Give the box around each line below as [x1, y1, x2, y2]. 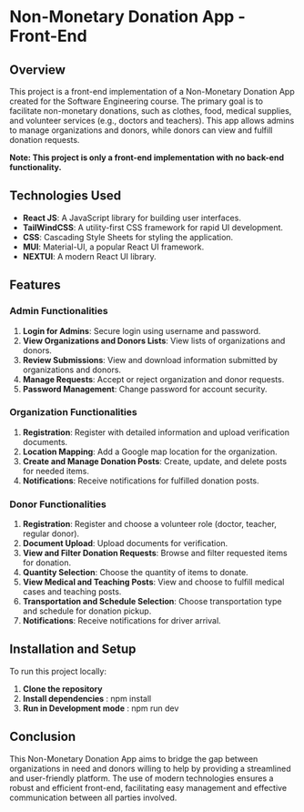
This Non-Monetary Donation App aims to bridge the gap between [9, 753, 258, 764]
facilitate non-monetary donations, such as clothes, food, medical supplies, [9, 106, 292, 116]
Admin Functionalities [9, 305, 108, 318]
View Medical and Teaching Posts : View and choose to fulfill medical [22, 576, 285, 588]
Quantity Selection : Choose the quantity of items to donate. [22, 567, 248, 578]
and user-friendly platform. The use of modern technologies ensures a [9, 772, 274, 784]
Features [9, 278, 61, 293]
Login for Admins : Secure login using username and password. [22, 325, 261, 336]
